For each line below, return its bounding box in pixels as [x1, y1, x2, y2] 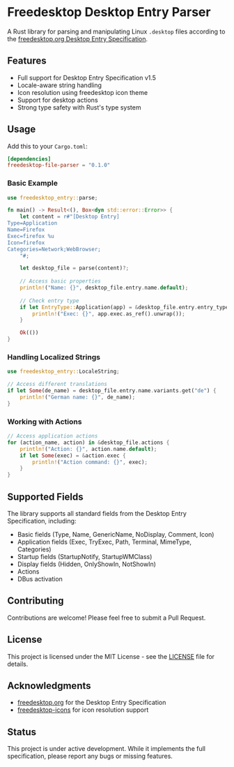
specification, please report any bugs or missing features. [7, 752, 173, 761]
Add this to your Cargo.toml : [7, 142, 88, 150]
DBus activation [17, 575, 63, 583]
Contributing [7, 595, 64, 607]
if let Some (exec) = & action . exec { [19, 452, 127, 459]
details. [7, 660, 29, 668]
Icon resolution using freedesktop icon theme [17, 88, 148, 96]
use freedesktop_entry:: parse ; [7, 194, 98, 201]
